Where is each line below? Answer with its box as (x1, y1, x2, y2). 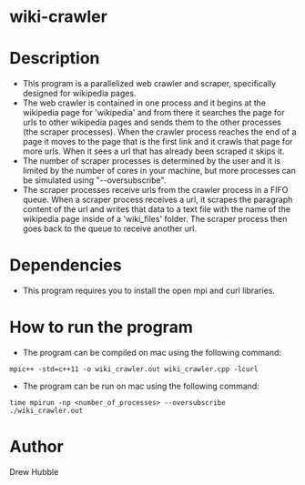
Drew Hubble (9, 466, 59, 477)
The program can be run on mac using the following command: (22, 380, 259, 391)
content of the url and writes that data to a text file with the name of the (22, 204, 291, 215)
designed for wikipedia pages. (22, 88, 137, 99)
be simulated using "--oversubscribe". (22, 175, 167, 186)
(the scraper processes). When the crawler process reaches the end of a (22, 126, 297, 137)
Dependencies (9, 255, 122, 276)
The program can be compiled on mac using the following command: (22, 348, 282, 358)
